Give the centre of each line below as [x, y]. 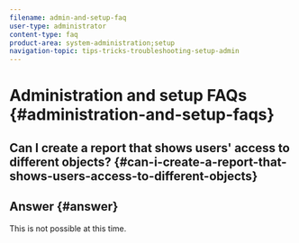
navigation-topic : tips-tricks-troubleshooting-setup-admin [125, 51]
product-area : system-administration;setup [92, 43]
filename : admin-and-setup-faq [68, 18]
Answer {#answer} [64, 207]
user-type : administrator [58, 26]
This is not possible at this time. [68, 228]
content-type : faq [44, 34]
